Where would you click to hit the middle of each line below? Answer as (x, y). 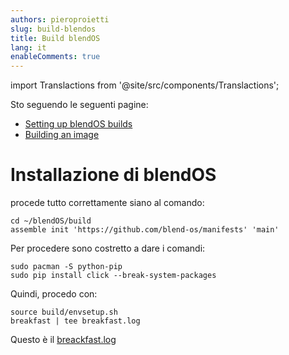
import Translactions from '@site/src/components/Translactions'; (145, 85)
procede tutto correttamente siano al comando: (107, 203)
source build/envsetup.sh (64, 312)
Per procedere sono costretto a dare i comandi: (108, 248)
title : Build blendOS (55, 38)
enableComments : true (55, 57)
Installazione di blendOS (113, 175)
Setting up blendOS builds (78, 124)
